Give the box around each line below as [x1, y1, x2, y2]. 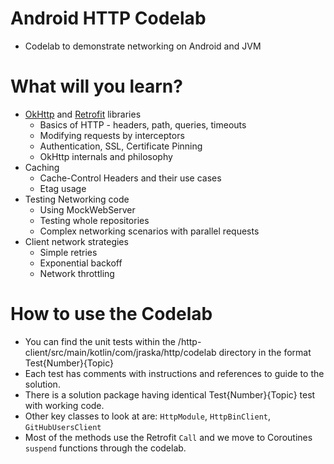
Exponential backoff [39, 257, 123, 269]
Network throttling [39, 267, 115, 279]
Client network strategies [24, 235, 129, 247]
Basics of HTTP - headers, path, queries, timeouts [39, 118, 247, 131]
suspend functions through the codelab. [24, 442, 187, 454]
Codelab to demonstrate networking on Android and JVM [24, 40, 262, 52]
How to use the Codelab [10, 303, 213, 326]
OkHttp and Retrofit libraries [24, 108, 142, 120]
